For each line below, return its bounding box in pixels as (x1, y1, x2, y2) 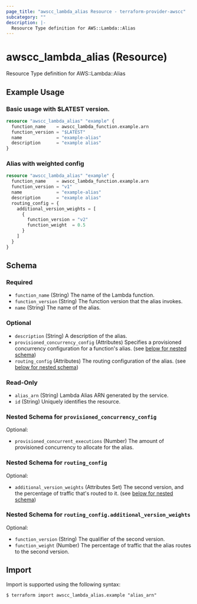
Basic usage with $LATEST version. (6, 104, 110, 113)
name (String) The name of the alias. (14, 304, 101, 311)
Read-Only (6, 378, 38, 386)
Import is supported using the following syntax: (6, 580, 121, 587)
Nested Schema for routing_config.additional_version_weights (6, 511, 191, 519)
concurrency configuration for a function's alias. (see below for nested (14, 344, 187, 352)
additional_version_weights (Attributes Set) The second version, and (14, 483, 184, 490)
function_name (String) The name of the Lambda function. (14, 291, 155, 298)
